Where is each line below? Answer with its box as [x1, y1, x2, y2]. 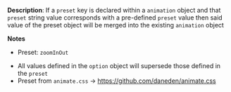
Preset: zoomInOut [17, 48, 69, 56]
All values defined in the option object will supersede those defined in [17, 62, 220, 70]
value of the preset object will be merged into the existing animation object [7, 21, 224, 29]
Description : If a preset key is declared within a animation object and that [7, 6, 221, 14]
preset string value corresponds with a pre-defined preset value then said [7, 13, 223, 22]
